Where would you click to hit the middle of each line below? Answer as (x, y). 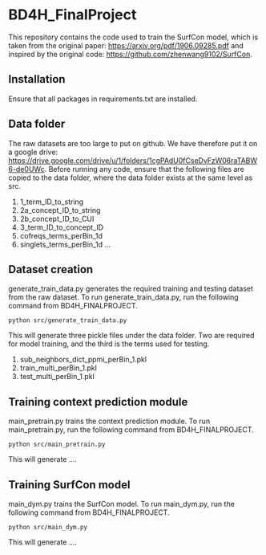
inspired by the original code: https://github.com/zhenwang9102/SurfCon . (130, 54)
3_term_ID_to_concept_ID (62, 227)
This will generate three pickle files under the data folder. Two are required (131, 336)
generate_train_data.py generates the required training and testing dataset (131, 289)
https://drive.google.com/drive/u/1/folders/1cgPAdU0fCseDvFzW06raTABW (133, 160)
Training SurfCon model (69, 485)
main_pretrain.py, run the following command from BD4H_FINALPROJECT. (131, 430)
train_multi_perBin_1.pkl (58, 368)
